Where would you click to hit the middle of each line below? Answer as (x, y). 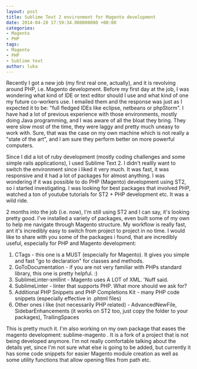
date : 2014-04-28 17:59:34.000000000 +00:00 (61, 22)
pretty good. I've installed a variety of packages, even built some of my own (98, 218)
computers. (20, 145)
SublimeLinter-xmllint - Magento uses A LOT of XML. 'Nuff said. (91, 280)
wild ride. (17, 201)
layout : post (22, 11)
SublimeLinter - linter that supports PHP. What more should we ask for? (101, 286)
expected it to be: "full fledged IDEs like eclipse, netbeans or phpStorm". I (95, 108)
